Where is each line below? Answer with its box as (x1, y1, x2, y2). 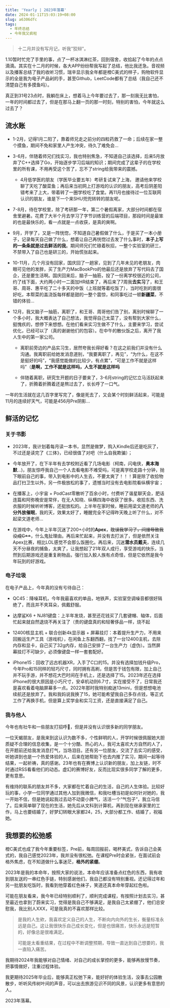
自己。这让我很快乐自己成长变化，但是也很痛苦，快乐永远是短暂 (26, 922, 160, 929)
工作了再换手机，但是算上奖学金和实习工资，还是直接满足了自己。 (12, 697, 150, 703)
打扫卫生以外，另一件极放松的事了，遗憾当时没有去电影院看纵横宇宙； (17, 479, 163, 485)
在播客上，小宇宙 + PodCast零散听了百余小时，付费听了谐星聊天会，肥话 (12, 490, 164, 496)
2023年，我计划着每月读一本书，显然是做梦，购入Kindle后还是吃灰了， (12, 443, 161, 449)
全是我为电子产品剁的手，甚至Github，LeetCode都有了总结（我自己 (14, 76, 155, 81)
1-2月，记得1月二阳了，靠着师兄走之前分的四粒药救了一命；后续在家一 (12, 136, 158, 142)
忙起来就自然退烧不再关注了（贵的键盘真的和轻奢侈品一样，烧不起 (12, 619, 150, 625)
